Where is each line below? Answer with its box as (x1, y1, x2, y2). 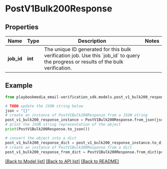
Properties (5, 23, 39, 31)
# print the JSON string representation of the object (5, 122, 121, 127)
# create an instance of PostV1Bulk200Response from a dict (5, 145, 133, 150)
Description (78, 38, 106, 44)
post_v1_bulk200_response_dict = (5, 140, 75, 145)
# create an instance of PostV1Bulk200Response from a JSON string (5, 113, 148, 118)
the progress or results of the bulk (44, 58, 123, 65)
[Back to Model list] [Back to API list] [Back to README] (5, 159, 119, 165)
